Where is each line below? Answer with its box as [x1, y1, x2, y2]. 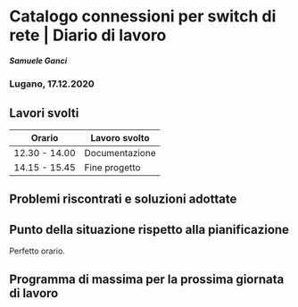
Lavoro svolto [90, 131, 150, 144]
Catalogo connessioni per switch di [9, 6, 277, 27]
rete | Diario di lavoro [9, 25, 167, 46]
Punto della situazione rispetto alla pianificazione [9, 221, 290, 237]
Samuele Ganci [9, 55, 68, 66]
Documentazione [84, 146, 156, 159]
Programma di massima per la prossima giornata [9, 271, 285, 286]
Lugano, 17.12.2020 [9, 78, 95, 90]
